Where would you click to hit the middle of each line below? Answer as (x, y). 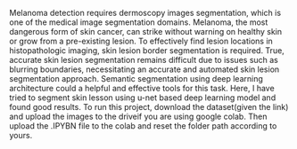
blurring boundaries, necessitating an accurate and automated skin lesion (144, 69)
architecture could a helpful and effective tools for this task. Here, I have (142, 88)
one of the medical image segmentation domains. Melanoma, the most (139, 22)
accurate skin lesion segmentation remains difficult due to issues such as (144, 60)
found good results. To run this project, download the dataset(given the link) (149, 107)
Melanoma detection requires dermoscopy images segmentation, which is (145, 13)
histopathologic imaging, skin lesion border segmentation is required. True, (147, 51)
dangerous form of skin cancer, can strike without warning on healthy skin (146, 31)
